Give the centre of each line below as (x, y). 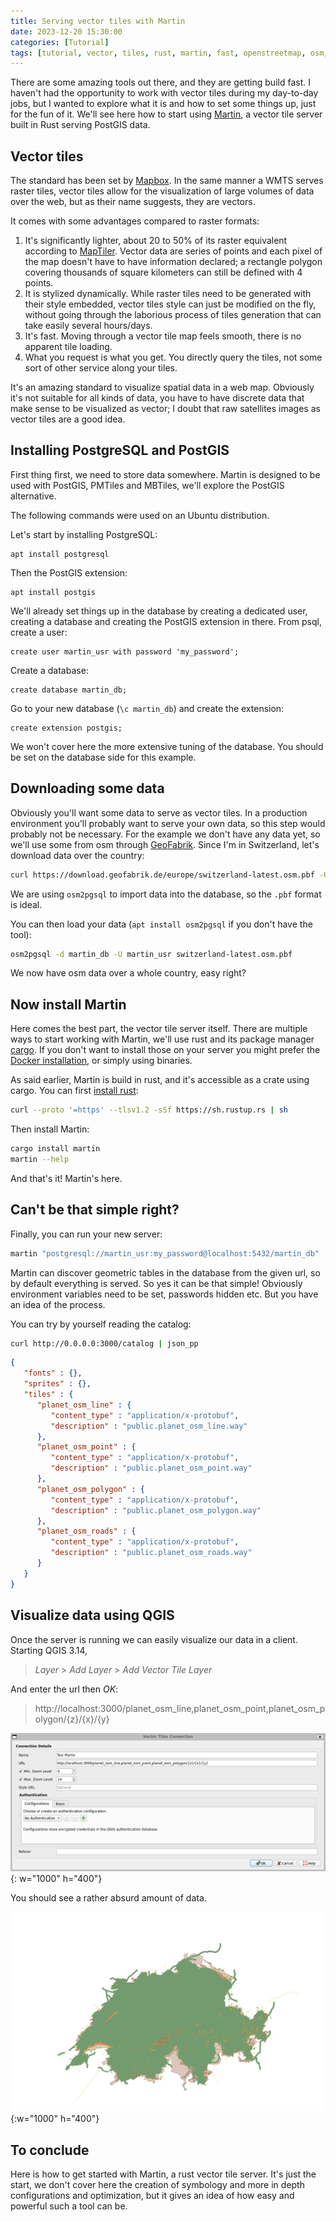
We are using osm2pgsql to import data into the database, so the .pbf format (166, 894)
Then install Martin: (50, 1129)
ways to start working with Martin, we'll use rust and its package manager (162, 1039)
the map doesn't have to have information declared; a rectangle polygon (173, 262)
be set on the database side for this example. (103, 757)
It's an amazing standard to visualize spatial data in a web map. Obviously (162, 387)
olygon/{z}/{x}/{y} (72, 1719)
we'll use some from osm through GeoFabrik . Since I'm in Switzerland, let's (165, 844)
